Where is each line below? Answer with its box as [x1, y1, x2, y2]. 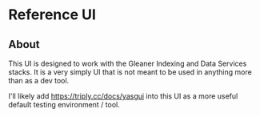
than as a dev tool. [8, 76, 70, 85]
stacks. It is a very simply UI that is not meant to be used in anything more [8, 67, 252, 77]
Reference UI [8, 6, 96, 24]
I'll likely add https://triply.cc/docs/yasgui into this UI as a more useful [8, 91, 238, 101]
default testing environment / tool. [8, 100, 120, 109]
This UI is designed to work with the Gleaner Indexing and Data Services [8, 58, 247, 68]
